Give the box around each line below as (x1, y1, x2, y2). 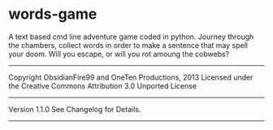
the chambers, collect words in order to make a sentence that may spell (8, 40, 248, 50)
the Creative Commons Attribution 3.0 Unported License (8, 80, 197, 90)
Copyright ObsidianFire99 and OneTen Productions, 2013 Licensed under (8, 72, 253, 82)
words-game (8, 5, 97, 24)
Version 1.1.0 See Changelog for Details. (8, 104, 141, 114)
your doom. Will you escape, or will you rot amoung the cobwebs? (8, 49, 230, 58)
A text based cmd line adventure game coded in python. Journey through (8, 32, 254, 41)
